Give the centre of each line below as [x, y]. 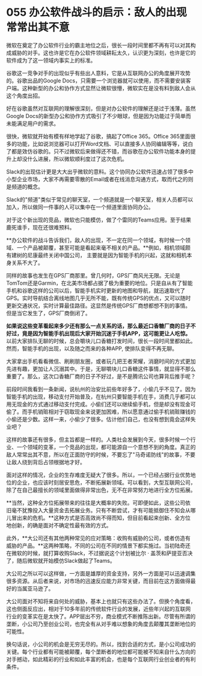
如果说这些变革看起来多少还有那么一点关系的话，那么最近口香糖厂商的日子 [98, 326]
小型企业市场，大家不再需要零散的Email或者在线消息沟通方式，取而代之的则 [100, 179]
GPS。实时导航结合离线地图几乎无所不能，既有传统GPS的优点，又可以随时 [99, 298]
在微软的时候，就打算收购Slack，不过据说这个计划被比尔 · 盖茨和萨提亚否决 [99, 553]
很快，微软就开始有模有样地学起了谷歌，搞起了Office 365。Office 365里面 [98, 136]
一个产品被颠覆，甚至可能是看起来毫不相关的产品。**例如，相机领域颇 [104, 247]
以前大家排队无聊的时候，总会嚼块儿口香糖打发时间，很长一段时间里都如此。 [101, 341]
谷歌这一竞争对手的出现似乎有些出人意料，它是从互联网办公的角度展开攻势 [98, 73]
